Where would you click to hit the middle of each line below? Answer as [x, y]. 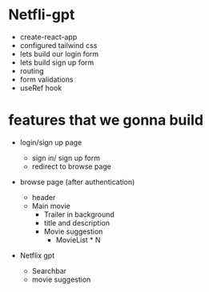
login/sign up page [51, 142]
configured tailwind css [58, 45]
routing [32, 70]
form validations [46, 79]
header [44, 197]
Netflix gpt [37, 255]
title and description [77, 222]
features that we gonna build [106, 120]
